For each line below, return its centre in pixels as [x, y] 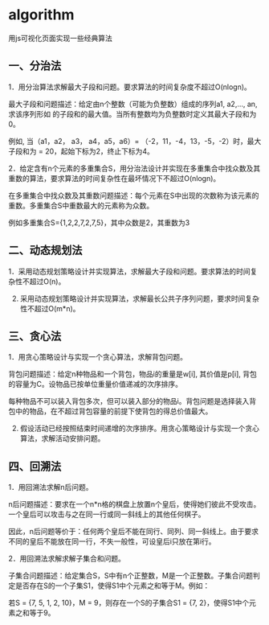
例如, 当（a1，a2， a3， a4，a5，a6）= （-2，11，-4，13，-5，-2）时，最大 [135, 141]
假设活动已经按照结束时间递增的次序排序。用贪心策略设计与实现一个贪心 [139, 429]
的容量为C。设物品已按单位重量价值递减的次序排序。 [96, 384]
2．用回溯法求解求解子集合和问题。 [67, 559]
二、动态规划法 [45, 251]
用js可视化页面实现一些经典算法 [60, 38]
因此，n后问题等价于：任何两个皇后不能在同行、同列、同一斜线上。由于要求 [134, 532]
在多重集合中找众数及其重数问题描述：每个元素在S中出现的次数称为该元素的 [134, 195]
